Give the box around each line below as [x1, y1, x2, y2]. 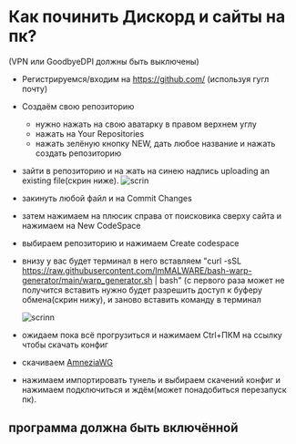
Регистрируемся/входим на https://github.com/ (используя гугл [21, 73, 270, 84]
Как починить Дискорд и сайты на [8, 6, 286, 27]
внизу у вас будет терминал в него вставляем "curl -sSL [21, 255, 242, 266]
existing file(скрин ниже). [21, 175, 119, 186]
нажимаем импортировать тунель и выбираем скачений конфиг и [21, 374, 281, 385]
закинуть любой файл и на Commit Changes [21, 192, 192, 203]
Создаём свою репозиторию [21, 100, 135, 111]
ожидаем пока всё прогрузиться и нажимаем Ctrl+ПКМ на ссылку [21, 329, 283, 340]
